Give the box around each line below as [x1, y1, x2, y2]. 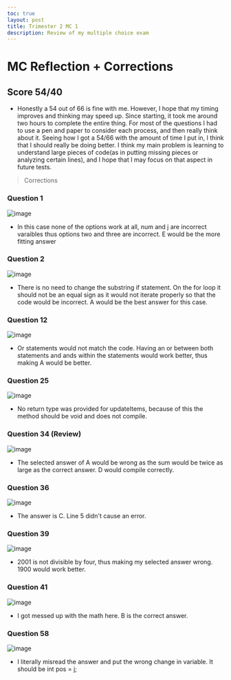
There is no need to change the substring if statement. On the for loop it [16, 283, 221, 291]
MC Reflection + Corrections [7, 59, 174, 74]
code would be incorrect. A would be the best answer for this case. [16, 297, 208, 306]
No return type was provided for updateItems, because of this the [16, 405, 203, 413]
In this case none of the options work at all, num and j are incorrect [16, 222, 208, 231]
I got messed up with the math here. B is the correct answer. [16, 611, 188, 619]
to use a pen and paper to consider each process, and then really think [16, 127, 218, 135]
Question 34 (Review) [7, 429, 81, 439]
